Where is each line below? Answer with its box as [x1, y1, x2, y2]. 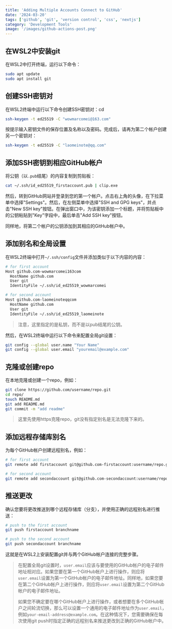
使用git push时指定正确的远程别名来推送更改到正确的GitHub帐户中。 [22, 618, 166, 624]
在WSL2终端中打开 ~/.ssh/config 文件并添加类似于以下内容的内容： [5, 254, 147, 260]
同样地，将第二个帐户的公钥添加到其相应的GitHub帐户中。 [5, 223, 128, 229]
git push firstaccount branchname [5, 527, 79, 532]
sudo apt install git [5, 76, 52, 81]
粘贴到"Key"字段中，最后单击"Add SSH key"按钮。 [18, 212, 125, 218]
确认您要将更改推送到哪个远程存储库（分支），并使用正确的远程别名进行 [5, 506, 156, 512]
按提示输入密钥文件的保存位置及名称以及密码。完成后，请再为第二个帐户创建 [5, 126, 167, 132]
